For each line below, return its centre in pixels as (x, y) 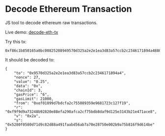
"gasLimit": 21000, (34, 99)
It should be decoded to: (30, 59)
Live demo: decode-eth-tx (32, 32)
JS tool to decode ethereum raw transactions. (51, 23)
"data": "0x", (28, 86)
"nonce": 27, (27, 77)
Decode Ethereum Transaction (69, 9)
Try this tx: (16, 41)
